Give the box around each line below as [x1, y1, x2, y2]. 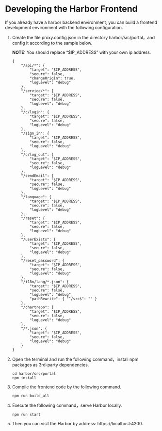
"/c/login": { [21, 110, 49, 114]
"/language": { [21, 194, 52, 199]
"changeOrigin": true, [30, 76, 76, 80]
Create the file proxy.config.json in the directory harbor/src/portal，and [12, 34, 155, 40]
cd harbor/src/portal [12, 371, 56, 376]
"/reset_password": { [21, 258, 65, 263]
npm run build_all [12, 393, 49, 398]
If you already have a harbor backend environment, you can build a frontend [5, 19, 158, 25]
